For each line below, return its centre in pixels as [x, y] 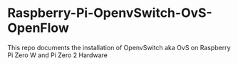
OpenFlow [38, 28]
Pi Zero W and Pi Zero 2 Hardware [58, 55]
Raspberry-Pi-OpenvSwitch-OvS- [110, 13]
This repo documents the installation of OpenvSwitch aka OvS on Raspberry [119, 47]
